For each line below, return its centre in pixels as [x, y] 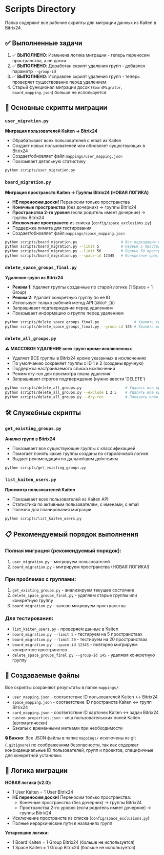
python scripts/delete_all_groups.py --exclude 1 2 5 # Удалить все [79, 393]
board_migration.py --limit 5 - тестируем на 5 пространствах [77, 634]
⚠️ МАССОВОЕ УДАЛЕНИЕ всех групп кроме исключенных [69, 349]
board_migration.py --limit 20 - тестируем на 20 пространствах [80, 640]
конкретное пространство [40, 650]
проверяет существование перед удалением [59, 82]
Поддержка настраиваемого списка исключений [64, 369]
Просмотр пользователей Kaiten [40, 489]
